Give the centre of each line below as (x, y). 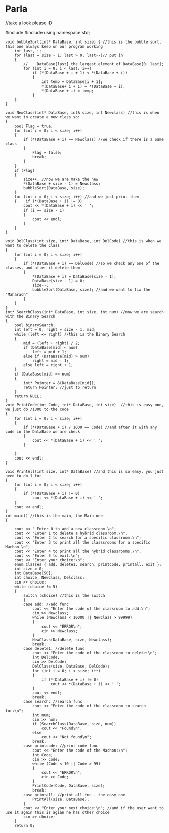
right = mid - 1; (51, 361)
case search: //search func (53, 701)
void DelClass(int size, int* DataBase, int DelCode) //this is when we (83, 241)
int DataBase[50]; (34, 573)
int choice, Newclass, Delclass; (50, 577)
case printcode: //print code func (61, 746)
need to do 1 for (24, 476)
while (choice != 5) (36, 587)
